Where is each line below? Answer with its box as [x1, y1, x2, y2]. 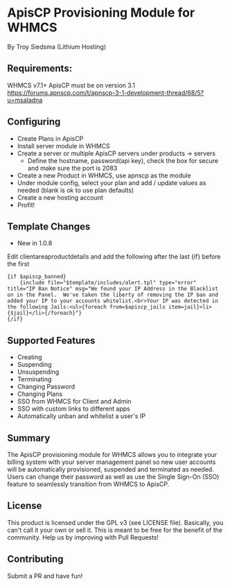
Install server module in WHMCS [17, 141, 111, 150]
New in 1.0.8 [17, 239, 53, 248]
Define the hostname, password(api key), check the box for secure [27, 156, 219, 164]
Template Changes [7, 221, 91, 232]
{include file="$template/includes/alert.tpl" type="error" [19, 279, 197, 286]
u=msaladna [7, 96, 43, 104]
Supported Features [7, 334, 96, 346]
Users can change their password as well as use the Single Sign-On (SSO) [7, 473, 220, 481]
